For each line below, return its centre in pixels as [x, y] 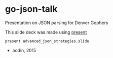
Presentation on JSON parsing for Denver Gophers [57, 23]
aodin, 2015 [24, 50]
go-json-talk [31, 9]
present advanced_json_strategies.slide [47, 41]
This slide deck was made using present [46, 32]
